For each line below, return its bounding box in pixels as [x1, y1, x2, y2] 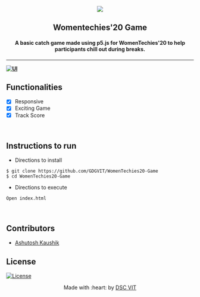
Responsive [14, 98, 43, 105]
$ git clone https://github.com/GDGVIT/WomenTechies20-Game [6, 168, 159, 174]
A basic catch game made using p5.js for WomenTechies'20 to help [14, 39, 186, 46]
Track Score [14, 111, 45, 119]
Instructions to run [6, 140, 77, 151]
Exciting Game [14, 105, 51, 112]
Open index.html [6, 195, 46, 201]
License [6, 256, 36, 267]
